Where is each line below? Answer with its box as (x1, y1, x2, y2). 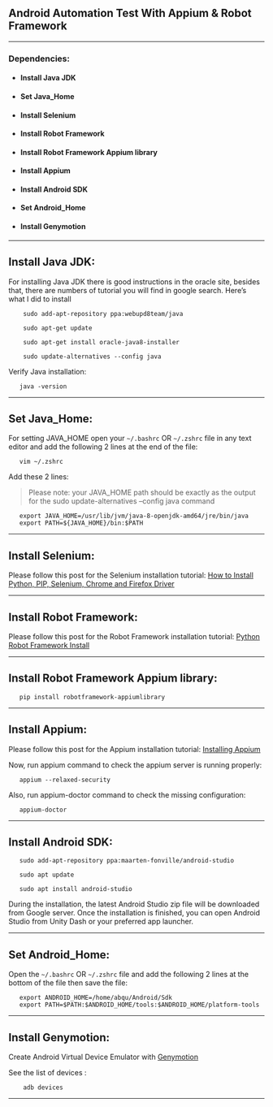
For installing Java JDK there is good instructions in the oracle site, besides (8, 276, 260, 287)
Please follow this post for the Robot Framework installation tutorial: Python (8, 631, 260, 641)
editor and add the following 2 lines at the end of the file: (8, 442, 198, 452)
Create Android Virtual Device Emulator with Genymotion (8, 1052, 199, 1062)
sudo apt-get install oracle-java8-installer (23, 338, 180, 346)
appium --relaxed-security (19, 776, 111, 784)
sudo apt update (19, 871, 75, 880)
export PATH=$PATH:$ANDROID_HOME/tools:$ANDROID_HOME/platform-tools (19, 1001, 260, 1010)
